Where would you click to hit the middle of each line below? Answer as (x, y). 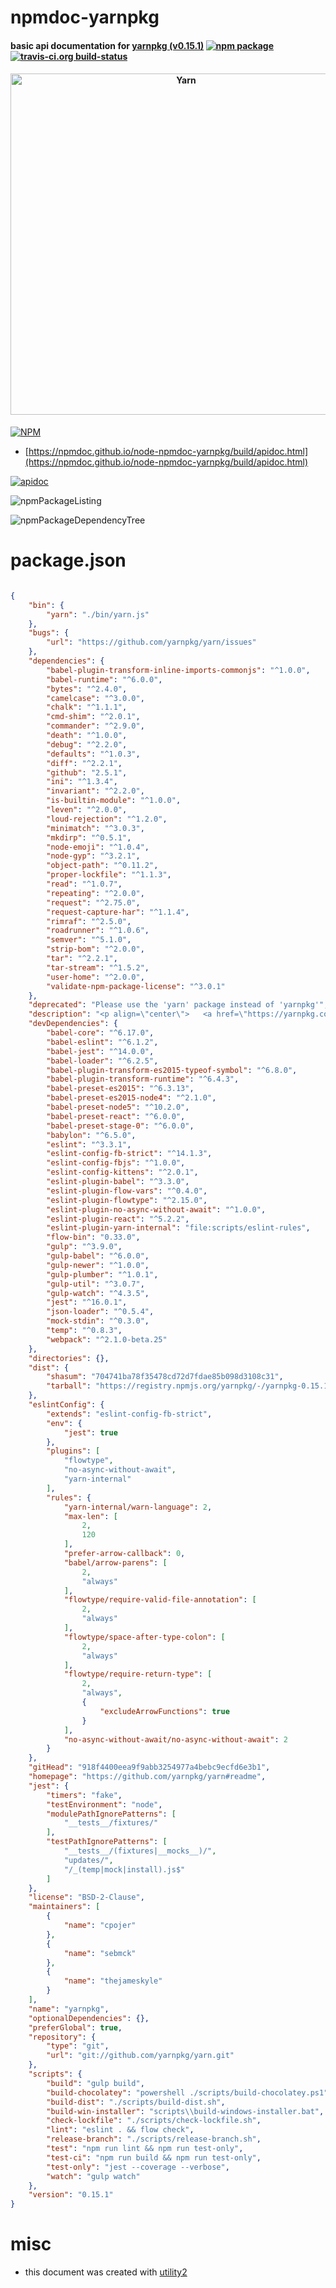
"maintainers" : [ (64, 1907)
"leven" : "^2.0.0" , (87, 810)
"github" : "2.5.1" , (87, 772)
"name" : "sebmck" (100, 1953)
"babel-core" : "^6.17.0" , (100, 1033)
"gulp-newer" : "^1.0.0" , (98, 1265)
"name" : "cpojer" (100, 1926)
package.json (68, 560)
